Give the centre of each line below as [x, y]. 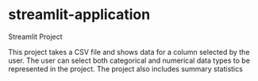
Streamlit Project [35, 37]
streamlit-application [79, 15]
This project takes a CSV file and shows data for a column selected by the [129, 52]
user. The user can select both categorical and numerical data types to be [129, 60]
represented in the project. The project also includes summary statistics [126, 68]
